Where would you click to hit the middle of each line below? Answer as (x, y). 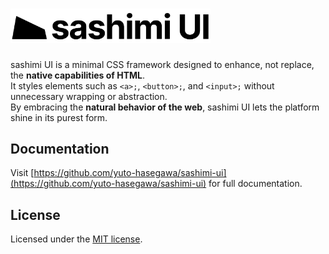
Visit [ (22, 173)
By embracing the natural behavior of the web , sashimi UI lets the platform (165, 107)
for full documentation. (255, 184)
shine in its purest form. (59, 117)
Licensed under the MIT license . (76, 239)
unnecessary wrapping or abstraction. (89, 96)
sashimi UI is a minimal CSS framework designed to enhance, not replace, (162, 64)
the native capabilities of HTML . (78, 75)
